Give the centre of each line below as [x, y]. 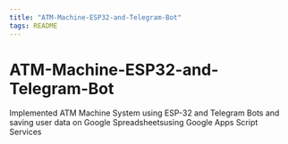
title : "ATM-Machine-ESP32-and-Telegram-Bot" [95, 17]
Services [25, 132]
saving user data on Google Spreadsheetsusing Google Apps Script [134, 123]
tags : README [34, 26]
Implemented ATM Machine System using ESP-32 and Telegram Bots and [144, 113]
